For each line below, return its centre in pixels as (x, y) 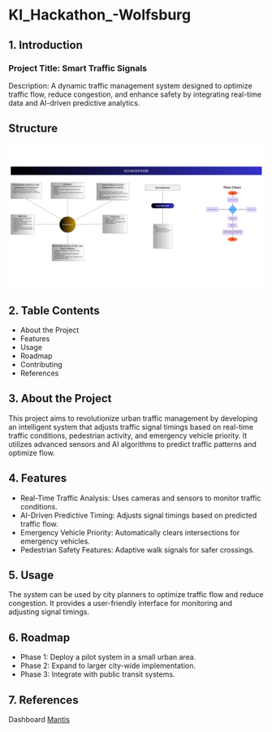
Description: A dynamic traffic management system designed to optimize (131, 85)
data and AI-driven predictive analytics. (74, 102)
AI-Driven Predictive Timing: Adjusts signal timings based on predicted (138, 515)
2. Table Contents (54, 310)
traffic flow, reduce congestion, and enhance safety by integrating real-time (135, 94)
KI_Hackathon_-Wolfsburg (100, 15)
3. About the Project (60, 398)
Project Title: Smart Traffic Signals (78, 68)
